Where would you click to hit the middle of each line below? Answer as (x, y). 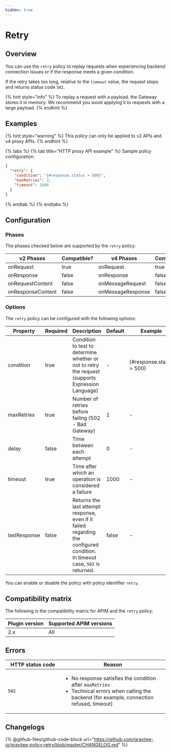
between (83, 445)
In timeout (84, 557)
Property (24, 331)
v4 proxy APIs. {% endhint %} (37, 141)
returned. (83, 570)
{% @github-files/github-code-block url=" (50, 739)
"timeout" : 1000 (32, 185)
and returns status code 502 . (35, 87)
